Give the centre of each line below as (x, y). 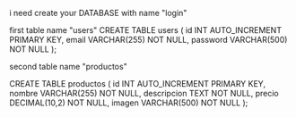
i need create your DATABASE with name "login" (98, 13)
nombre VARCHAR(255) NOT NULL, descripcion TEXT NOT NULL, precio (144, 93)
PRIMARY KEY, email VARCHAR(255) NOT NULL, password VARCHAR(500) (148, 40)
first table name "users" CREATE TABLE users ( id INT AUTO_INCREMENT (146, 30)
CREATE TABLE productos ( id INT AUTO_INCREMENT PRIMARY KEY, (138, 84)
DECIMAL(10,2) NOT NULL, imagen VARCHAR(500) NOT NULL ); (129, 103)
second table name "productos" (68, 67)
